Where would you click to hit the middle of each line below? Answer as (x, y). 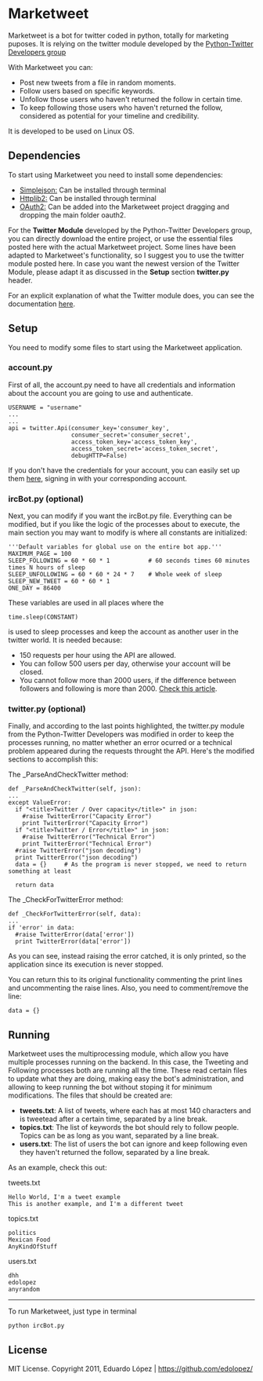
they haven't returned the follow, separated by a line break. (114, 1153)
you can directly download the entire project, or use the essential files (121, 238)
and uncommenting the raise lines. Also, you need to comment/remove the (128, 988)
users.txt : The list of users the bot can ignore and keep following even (133, 1144)
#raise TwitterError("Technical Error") (89, 837)
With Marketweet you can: (50, 67)
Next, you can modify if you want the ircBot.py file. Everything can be (120, 516)
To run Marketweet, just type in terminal (72, 1311)
